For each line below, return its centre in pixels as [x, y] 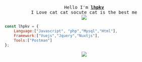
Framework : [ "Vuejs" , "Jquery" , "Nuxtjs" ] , [57, 35]
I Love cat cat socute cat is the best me [84, 12]
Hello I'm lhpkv [84, 7]
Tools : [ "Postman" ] [33, 40]
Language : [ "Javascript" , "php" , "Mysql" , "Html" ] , [66, 31]
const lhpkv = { [22, 26]
